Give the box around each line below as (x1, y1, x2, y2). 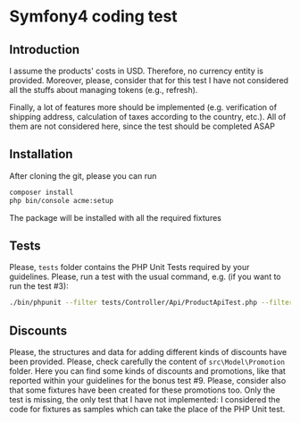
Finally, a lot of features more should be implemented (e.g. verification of (9, 102, 278, 113)
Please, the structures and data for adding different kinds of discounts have (9, 347, 287, 358)
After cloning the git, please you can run (9, 170, 157, 181)
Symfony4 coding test (9, 6, 179, 27)
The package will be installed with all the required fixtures (9, 212, 221, 223)
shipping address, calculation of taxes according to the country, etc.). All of (9, 112, 287, 122)
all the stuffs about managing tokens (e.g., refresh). (9, 85, 198, 95)
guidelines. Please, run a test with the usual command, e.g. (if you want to (9, 271, 281, 283)
